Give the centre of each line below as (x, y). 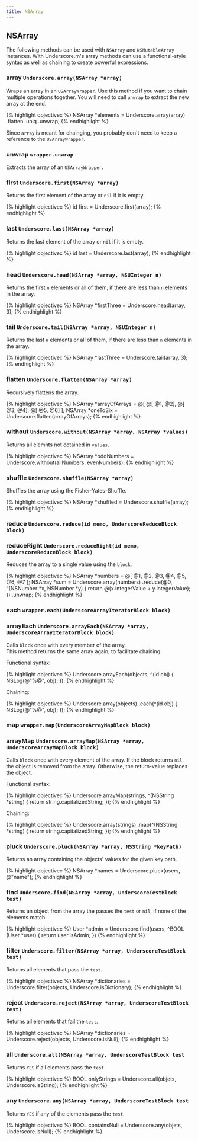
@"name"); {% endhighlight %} (44, 877)
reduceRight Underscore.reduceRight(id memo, (73, 545)
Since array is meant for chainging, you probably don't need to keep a (92, 132)
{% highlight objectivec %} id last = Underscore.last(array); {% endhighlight (98, 253)
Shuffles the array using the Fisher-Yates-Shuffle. (66, 491)
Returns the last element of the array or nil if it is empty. (75, 241)
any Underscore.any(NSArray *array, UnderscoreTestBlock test (98, 1101)
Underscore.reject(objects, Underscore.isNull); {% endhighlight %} (88, 1039)
